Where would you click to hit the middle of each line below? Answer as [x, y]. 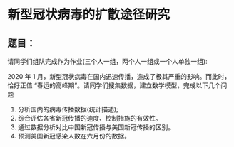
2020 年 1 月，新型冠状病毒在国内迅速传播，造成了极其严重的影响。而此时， [119, 76]
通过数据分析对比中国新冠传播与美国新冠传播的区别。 [96, 127]
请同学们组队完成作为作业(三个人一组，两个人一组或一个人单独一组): [108, 61]
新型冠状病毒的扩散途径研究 [89, 15]
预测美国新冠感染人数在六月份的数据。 [74, 136]
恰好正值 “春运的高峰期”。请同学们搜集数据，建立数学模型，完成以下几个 [114, 85]
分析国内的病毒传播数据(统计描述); [68, 109]
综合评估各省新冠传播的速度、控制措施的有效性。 [90, 118]
